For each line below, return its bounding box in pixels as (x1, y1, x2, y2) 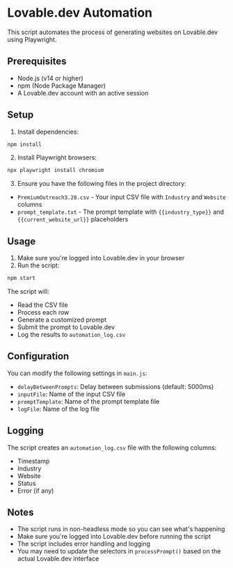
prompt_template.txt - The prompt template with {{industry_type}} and (17, 207, 225, 216)
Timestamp (17, 457, 50, 465)
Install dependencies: (17, 127, 79, 136)
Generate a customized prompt (17, 315, 107, 324)
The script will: (7, 287, 50, 295)
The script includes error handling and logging (17, 539, 151, 548)
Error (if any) (17, 486, 54, 495)
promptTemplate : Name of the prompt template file (17, 397, 160, 405)
